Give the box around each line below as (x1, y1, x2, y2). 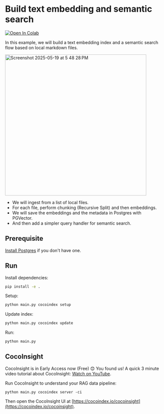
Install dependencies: (5, 275, 48, 280)
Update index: (5, 311, 33, 317)
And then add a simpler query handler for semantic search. (12, 220, 131, 226)
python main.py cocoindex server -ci (5, 390, 82, 394)
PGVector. (12, 215, 33, 221)
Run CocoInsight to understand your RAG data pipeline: (5, 380, 117, 386)
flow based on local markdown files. (5, 45, 78, 50)
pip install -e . (5, 284, 41, 289)
